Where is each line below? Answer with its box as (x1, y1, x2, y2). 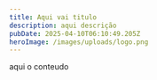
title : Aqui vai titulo (9, 12, 98, 22)
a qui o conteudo (9, 62, 69, 72)
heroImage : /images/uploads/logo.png (9, 37, 149, 47)
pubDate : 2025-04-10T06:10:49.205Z (9, 29, 141, 38)
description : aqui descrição (9, 21, 117, 30)
